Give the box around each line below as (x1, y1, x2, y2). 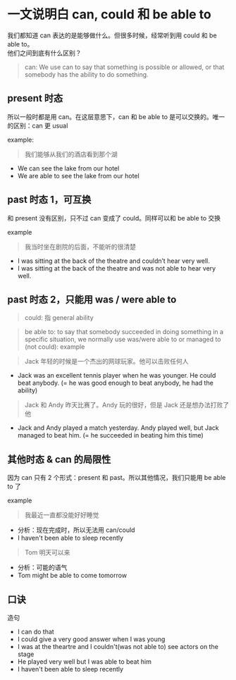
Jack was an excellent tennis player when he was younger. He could (17, 371, 216, 380)
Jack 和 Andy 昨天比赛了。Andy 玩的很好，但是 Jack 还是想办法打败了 (24, 401, 230, 409)
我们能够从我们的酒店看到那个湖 (24, 149, 118, 159)
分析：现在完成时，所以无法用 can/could (17, 526, 135, 534)
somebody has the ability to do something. (24, 70, 149, 78)
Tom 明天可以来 (24, 548, 70, 557)
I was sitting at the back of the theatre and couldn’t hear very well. (17, 256, 210, 265)
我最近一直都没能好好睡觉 (24, 511, 99, 519)
